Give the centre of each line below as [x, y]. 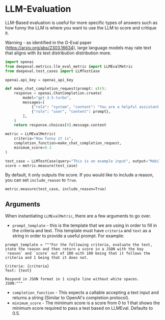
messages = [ [34, 102]
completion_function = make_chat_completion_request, [68, 143]
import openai [20, 62]
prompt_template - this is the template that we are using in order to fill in [84, 225]
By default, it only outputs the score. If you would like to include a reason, [79, 175]
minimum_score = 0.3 [33, 148]
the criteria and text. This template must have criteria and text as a [82, 231]
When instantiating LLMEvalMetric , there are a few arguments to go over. [78, 216]
